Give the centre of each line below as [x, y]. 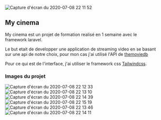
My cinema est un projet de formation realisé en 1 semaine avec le [71, 34]
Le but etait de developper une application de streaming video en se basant [80, 49]
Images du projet [25, 76]
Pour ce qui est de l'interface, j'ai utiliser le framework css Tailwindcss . [76, 64]
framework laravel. [24, 39]
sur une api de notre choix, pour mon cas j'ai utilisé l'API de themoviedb [77, 54]
